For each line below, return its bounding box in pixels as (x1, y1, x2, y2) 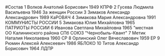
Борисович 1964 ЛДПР (5, 46, 54, 51)
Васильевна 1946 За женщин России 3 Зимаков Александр (5, 9, 131, 15)
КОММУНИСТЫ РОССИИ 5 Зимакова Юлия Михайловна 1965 (5, 19, 135, 25)
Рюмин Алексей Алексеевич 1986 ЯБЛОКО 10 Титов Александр (5, 40, 139, 46)
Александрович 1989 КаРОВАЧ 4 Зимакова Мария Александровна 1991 (5, 15, 156, 20)
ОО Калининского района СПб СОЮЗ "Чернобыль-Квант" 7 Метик (5, 30, 146, 36)
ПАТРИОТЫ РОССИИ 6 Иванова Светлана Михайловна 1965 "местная (5, 25, 154, 31)
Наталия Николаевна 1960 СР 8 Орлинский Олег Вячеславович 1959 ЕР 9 (5, 35, 160, 41)
